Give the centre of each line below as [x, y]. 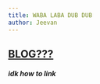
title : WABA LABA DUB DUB [50, 15]
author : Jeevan [33, 23]
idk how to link [32, 74]
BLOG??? [31, 54]
